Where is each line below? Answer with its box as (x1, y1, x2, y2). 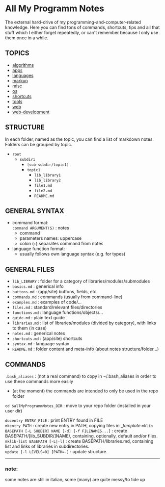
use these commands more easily (5, 379, 74, 384)
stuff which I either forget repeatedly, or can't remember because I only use (5, 29, 159, 35)
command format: (12, 220, 49, 226)
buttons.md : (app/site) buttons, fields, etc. (12, 289, 98, 295)
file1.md (34, 183, 53, 188)
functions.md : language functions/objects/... (12, 309, 103, 315)
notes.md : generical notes (12, 331, 65, 336)
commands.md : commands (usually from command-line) (12, 294, 123, 300)
